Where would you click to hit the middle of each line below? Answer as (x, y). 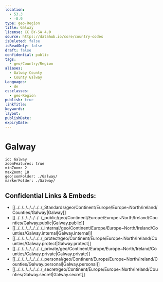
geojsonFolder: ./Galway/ (31, 176)
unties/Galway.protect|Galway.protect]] (52, 244)
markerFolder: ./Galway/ (30, 181)
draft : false (18, 50)
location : (15, 9)
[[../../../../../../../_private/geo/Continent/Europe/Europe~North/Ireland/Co (84, 249)
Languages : (16, 82)
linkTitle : (16, 105)
